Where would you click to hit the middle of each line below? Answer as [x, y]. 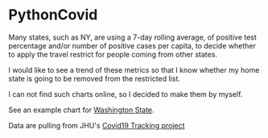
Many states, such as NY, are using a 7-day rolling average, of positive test [133, 37]
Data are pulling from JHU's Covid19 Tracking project [97, 125]
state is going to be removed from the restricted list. [95, 78]
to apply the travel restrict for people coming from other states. [113, 54]
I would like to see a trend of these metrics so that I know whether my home [134, 69]
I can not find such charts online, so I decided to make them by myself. [126, 94]
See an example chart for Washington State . [81, 110]
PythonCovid [53, 15]
